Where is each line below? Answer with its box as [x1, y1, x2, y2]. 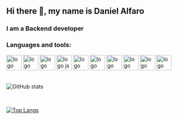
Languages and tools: [6, 41, 72, 49]
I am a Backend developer [6, 24, 84, 33]
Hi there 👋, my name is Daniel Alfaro [6, 6, 145, 16]
